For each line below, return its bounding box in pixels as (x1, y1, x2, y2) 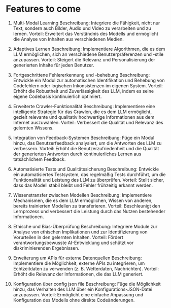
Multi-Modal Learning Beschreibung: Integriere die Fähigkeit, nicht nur (13, 20, 160, 26)
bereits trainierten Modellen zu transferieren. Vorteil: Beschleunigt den (13, 202, 160, 209)
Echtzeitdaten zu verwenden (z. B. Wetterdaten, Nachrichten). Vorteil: (13, 265, 159, 271)
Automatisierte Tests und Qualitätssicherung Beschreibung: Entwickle (13, 166, 159, 172)
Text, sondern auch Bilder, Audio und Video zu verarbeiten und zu (13, 25, 151, 31)
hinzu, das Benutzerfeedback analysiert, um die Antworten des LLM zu (13, 140, 162, 146)
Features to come (6, 3, 81, 15)
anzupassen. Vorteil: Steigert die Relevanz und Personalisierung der (13, 56, 155, 62)
